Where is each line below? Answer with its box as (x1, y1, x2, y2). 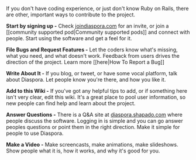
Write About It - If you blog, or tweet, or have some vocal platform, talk (6, 70, 178, 76)
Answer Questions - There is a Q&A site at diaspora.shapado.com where (6, 111, 183, 118)
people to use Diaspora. (6, 130, 64, 137)
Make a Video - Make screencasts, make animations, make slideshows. (6, 141, 178, 148)
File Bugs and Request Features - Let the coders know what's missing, (6, 46, 178, 53)
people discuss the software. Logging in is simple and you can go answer (6, 117, 183, 124)
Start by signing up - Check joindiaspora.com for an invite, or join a (6, 23, 169, 29)
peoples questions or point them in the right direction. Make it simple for (6, 124, 180, 130)
